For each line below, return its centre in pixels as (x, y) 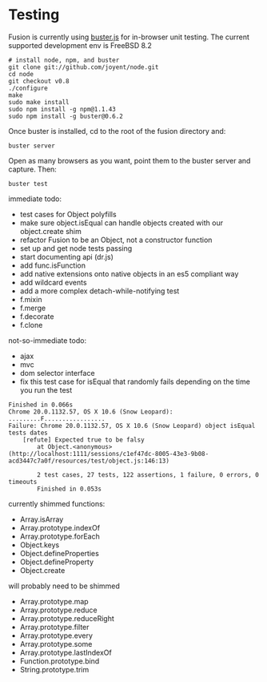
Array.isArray (42, 519)
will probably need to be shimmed (64, 586)
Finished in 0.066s (41, 405)
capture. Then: (33, 169)
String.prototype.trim (54, 669)
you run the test (46, 389)
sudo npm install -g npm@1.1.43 (62, 109)
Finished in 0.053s (70, 489)
